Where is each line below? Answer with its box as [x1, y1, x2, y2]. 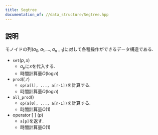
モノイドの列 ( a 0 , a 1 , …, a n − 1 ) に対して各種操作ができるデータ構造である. [5, 46, 153, 53]
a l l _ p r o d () [12, 94, 34, 100]
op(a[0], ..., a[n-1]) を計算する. [20, 100, 91, 106]
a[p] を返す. [20, 118, 44, 124]
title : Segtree [5, 7, 37, 13]
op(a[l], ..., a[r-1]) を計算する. [20, 82, 91, 88]
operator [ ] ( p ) [12, 112, 44, 118]
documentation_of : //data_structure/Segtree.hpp [5, 12, 109, 17]
